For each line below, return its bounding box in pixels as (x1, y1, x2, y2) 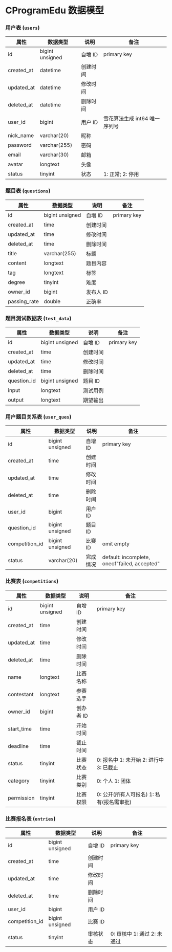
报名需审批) (103, 799, 132, 806)
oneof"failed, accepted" (102, 560, 160, 567)
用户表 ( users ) (5, 24, 40, 31)
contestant (8, 691, 34, 698)
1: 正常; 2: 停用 (103, 171, 139, 178)
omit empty (102, 540, 130, 547)
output (8, 396, 24, 404)
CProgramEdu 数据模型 (5, 5, 104, 16)
